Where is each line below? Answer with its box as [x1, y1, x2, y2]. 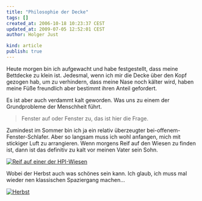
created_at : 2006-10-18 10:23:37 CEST [6, 20, 105, 26]
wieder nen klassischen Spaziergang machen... [6, 176, 125, 183]
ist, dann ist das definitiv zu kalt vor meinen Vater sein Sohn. [6, 146, 159, 153]
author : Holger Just [6, 32, 59, 38]
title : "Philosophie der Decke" [6, 9, 88, 15]
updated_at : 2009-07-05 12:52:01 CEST [6, 26, 105, 32]
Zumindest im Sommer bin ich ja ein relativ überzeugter [6, 126, 146, 134]
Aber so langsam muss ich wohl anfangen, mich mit [51, 133, 181, 141]
